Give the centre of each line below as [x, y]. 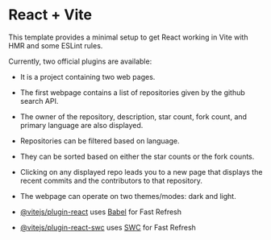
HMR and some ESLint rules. [56, 45]
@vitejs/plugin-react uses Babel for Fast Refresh [101, 212]
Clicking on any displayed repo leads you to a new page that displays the [141, 172]
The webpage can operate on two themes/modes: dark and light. [128, 196]
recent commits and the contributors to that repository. [111, 180]
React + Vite [50, 15]
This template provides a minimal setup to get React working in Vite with [128, 37]
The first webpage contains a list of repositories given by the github [133, 92]
